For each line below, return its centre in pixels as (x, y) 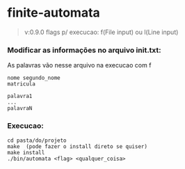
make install (26, 152)
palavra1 (20, 96)
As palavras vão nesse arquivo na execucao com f (79, 65)
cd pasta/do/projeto (37, 140)
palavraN (20, 108)
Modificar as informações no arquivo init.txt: (84, 50)
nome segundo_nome (34, 78)
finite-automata (54, 13)
